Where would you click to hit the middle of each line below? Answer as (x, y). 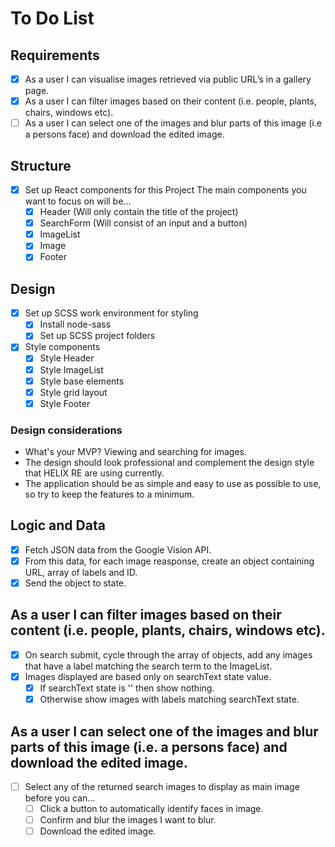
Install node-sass (75, 324)
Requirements (55, 55)
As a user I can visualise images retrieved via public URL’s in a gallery (168, 79)
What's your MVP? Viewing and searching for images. (136, 452)
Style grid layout (73, 392)
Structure (41, 165)
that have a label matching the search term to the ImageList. (148, 666)
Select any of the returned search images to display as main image (162, 786)
